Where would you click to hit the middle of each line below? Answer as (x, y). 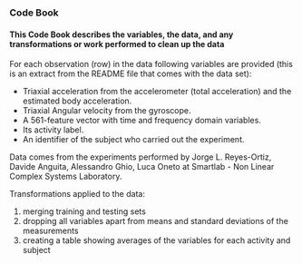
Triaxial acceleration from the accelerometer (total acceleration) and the (157, 92)
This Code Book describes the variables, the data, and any (122, 34)
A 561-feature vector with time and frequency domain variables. (141, 121)
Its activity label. (53, 130)
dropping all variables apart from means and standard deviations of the (155, 221)
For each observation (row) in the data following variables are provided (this (151, 64)
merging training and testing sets (84, 211)
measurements (50, 231)
